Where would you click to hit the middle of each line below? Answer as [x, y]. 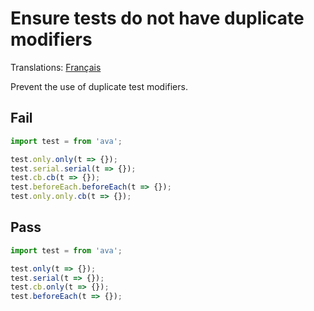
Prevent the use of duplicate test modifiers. [99, 86]
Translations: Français [56, 67]
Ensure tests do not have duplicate [157, 18]
